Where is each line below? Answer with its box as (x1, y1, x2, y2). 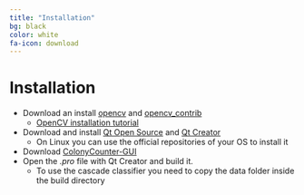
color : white (9, 30, 59, 39)
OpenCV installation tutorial (35, 117, 139, 128)
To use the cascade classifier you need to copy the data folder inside (35, 165, 295, 177)
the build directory (35, 175, 106, 186)
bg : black (9, 22, 47, 31)
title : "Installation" (9, 13, 95, 23)
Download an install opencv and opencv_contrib (22, 108, 202, 119)
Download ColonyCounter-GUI (22, 146, 137, 157)
